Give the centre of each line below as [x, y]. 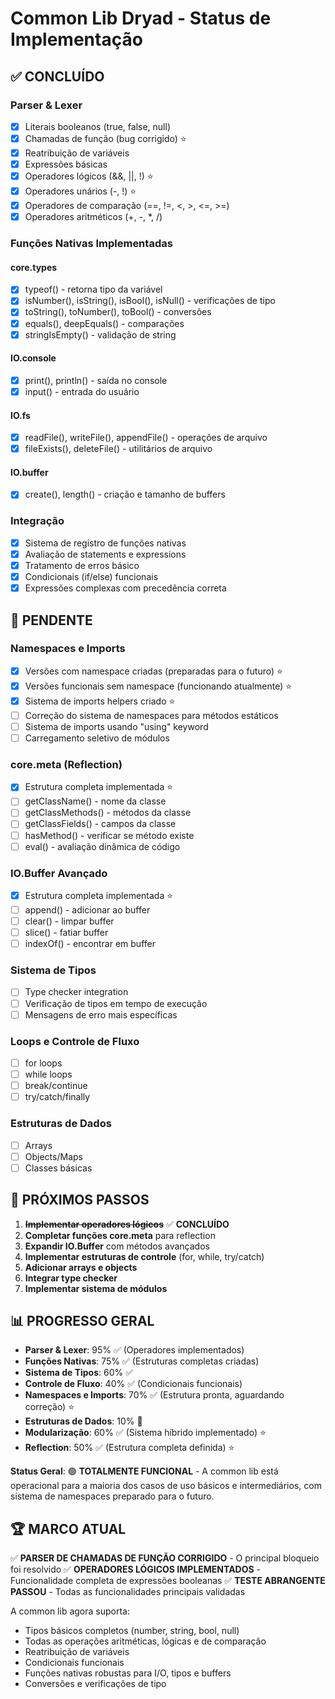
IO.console [33, 358]
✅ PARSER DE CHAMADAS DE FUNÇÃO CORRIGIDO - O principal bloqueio [165, 1558]
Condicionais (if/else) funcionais [91, 577]
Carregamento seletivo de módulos [97, 738]
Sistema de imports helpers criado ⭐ [100, 701]
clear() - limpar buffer [69, 921]
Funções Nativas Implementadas [91, 244]
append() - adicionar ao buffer [87, 909]
